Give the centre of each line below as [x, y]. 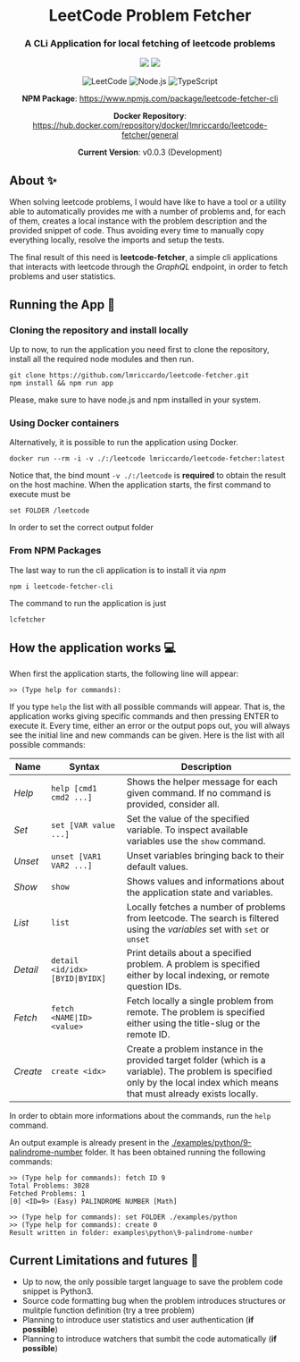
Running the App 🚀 [62, 305]
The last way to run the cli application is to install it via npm [117, 570]
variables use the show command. [196, 842]
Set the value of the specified [188, 819]
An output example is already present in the [89, 1143]
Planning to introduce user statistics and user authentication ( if [138, 1320]
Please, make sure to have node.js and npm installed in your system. [135, 400]
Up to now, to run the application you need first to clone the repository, [139, 349]
